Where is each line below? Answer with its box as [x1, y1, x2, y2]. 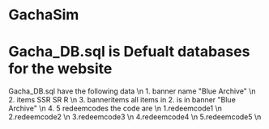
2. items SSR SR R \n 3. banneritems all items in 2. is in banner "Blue [8, 95, 237, 105]
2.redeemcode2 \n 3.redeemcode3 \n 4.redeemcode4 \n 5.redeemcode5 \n [8, 112, 262, 122]
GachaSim [8, 6, 79, 24]
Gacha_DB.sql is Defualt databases [8, 43, 250, 61]
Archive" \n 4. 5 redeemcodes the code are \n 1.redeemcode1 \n [8, 103, 223, 114]
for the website [8, 60, 113, 78]
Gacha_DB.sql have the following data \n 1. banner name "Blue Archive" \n [8, 86, 257, 96]
